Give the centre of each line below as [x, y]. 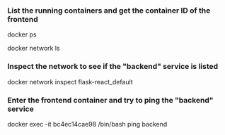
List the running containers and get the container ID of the [109, 11]
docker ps [22, 34]
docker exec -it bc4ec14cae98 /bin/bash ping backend [87, 124]
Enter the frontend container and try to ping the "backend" [110, 100]
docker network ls [34, 49]
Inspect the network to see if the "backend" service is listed [113, 67]
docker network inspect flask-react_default [70, 82]
